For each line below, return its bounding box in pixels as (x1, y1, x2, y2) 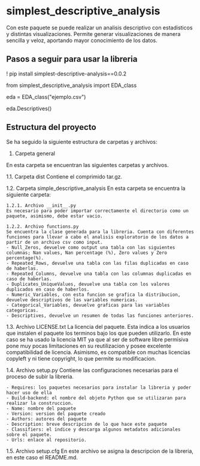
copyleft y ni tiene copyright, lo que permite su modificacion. (6, 355, 157, 362)
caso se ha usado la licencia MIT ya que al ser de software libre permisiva (6, 335, 189, 343)
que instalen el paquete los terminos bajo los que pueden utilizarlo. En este (6, 329, 192, 337)
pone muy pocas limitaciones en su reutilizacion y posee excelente (6, 342, 172, 349)
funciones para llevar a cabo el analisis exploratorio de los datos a (6, 234, 189, 240)
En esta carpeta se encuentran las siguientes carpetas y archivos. (6, 161, 169, 168)
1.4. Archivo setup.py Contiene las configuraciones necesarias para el (6, 367, 178, 374)
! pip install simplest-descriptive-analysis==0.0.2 (6, 70, 127, 77)
